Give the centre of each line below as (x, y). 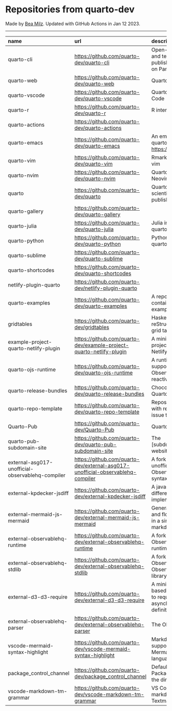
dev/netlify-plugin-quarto (105, 288)
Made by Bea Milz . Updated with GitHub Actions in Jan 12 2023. (73, 24)
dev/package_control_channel (110, 676)
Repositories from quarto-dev (70, 9)
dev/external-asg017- (102, 465)
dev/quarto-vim (93, 164)
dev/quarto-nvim (95, 178)
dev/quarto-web (94, 84)
